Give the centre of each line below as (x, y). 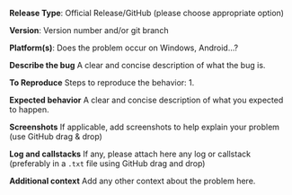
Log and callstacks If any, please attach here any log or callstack (130, 154)
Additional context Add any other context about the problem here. (133, 181)
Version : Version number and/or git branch (89, 30)
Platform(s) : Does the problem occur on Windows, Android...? (124, 48)
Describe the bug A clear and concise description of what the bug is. (137, 65)
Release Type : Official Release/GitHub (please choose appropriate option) (147, 13)
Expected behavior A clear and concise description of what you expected (146, 100)
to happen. (29, 110)
